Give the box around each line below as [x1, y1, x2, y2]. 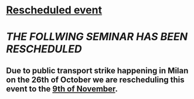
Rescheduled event [6, 3, 103, 17]
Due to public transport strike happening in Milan [6, 65, 189, 76]
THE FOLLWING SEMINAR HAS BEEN [6, 30, 188, 44]
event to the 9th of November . [6, 84, 118, 94]
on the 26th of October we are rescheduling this [6, 75, 185, 84]
